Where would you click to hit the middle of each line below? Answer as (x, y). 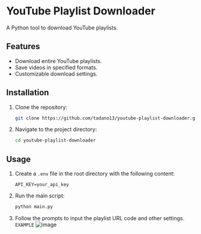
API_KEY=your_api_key (42, 185)
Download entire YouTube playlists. (58, 61)
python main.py (34, 207)
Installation (28, 93)
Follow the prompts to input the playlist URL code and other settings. (100, 218)
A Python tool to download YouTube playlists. (62, 28)
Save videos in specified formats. (56, 67)
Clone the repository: (41, 107)
